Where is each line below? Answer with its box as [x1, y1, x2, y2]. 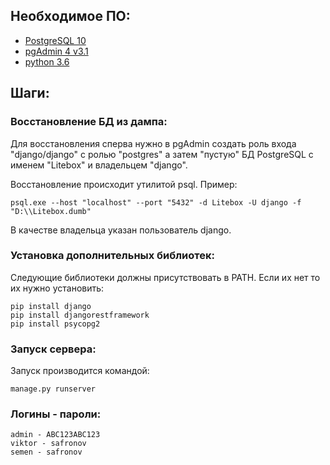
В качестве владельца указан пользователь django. [10, 224, 232, 236]
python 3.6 [24, 55, 70, 68]
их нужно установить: [10, 282, 105, 294]
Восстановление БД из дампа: [10, 115, 168, 129]
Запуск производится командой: [10, 365, 150, 377]
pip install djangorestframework [10, 310, 150, 320]
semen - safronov [10, 447, 83, 458]
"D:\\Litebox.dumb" [10, 206, 92, 216]
